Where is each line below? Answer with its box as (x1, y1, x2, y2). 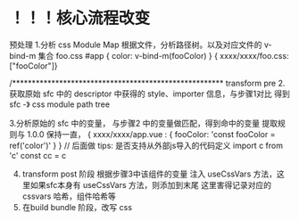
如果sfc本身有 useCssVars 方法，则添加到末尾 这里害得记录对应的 (29, 179, 272, 190)
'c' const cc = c (9, 150, 67, 160)
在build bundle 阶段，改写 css (21, 201, 132, 212)
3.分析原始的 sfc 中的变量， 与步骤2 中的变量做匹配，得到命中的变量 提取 (9, 118, 278, 128)
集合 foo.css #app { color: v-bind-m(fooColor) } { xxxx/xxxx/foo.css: (37, 50, 289, 61)
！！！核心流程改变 (9, 8, 151, 29)
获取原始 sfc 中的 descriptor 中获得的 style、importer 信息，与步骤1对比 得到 (9, 88, 290, 99)
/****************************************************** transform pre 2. (9, 78, 286, 88)
